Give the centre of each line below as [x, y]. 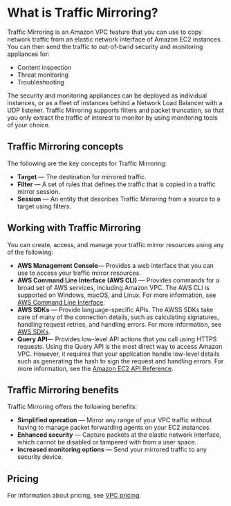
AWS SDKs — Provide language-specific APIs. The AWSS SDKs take [115, 309]
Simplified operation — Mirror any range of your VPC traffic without [114, 420]
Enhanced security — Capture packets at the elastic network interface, [119, 435]
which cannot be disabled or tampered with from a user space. [107, 442]
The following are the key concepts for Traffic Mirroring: [87, 163]
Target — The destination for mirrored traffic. [82, 177]
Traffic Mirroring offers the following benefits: [72, 407]
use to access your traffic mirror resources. [79, 273]
